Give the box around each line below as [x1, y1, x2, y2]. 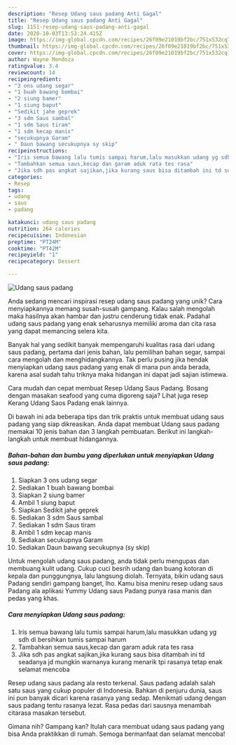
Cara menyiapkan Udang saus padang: [8, 610, 125, 619]
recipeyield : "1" [8, 251, 59, 258]
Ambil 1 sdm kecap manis [18, 528, 92, 536]
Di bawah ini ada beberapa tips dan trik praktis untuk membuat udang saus [8, 412, 225, 421]
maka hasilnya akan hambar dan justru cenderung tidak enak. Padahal [8, 312, 211, 320]
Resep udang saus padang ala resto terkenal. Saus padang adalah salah [8, 678, 216, 687]
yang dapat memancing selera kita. [8, 327, 109, 335]
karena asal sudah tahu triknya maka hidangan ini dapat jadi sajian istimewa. [8, 370, 228, 378]
